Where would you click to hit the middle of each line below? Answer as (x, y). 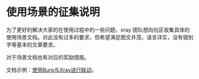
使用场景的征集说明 (53, 12)
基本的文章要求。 (37, 45)
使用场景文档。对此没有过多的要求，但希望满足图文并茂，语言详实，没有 (94, 37)
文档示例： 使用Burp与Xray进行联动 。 (51, 69)
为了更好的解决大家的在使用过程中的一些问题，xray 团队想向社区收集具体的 (98, 30)
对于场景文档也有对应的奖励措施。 (48, 57)
